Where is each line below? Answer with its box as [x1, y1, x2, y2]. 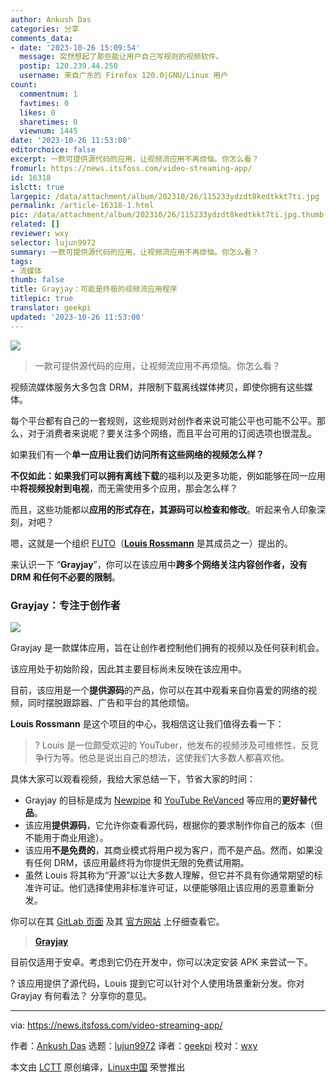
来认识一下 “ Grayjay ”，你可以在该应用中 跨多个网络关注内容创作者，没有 [10, 558, 308, 570]
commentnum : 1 [19, 89, 78, 99]
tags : [10, 256, 33, 266]
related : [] [10, 219, 60, 230]
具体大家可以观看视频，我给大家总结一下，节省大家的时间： [10, 772, 256, 785]
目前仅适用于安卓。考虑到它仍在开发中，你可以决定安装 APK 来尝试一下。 [10, 956, 313, 968]
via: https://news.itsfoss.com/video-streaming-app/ [10, 1019, 223, 1031]
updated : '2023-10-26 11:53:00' [10, 312, 145, 322]
